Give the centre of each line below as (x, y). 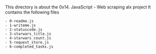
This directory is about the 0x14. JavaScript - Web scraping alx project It (78, 7)
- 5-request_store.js (27, 42)
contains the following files (32, 12)
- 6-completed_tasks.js (29, 47)
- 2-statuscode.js (24, 30)
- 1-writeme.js (21, 25)
